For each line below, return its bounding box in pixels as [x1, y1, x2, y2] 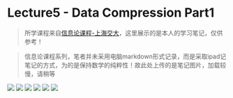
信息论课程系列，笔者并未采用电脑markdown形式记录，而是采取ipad [24, 52, 220, 60]
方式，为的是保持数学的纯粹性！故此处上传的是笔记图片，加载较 [43, 60, 227, 69]
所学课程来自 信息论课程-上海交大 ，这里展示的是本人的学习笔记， [24, 28, 211, 37]
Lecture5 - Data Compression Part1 [7, 5, 215, 21]
